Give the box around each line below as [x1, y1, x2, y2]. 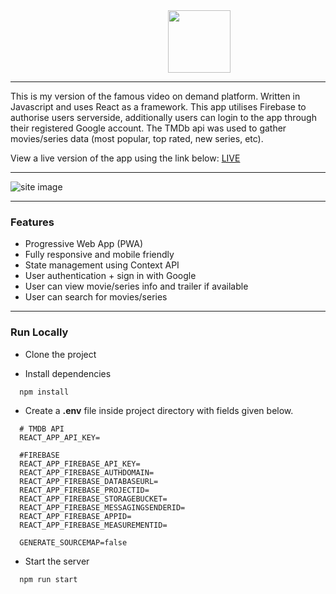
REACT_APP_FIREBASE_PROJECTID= [19, 485, 150, 495]
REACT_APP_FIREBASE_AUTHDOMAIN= [19, 467, 155, 478]
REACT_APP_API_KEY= [19, 432, 101, 443]
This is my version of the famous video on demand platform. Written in [10, 90, 301, 102]
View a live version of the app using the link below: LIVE [10, 152, 241, 164]
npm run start [19, 574, 78, 584]
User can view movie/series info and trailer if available [24, 280, 249, 293]
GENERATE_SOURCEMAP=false [19, 537, 128, 548]
